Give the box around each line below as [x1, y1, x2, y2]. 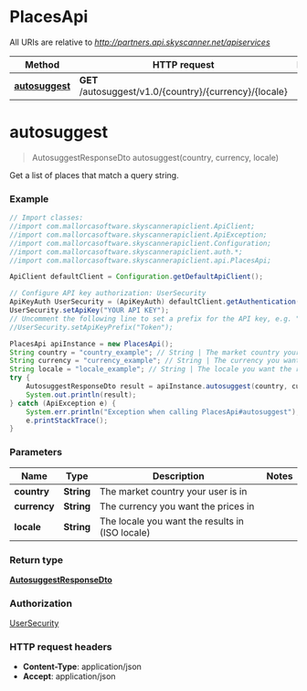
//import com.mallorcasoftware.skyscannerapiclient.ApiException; [9, 230, 268, 239]
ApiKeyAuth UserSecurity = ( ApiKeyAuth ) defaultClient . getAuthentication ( [9, 297, 301, 307]
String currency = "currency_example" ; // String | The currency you [9, 356, 281, 366]
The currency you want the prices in [99, 500, 255, 513]
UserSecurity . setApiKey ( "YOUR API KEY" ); [9, 306, 170, 315]
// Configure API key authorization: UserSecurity [9, 289, 206, 298]
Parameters [9, 446, 62, 459]
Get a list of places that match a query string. [9, 169, 180, 180]
